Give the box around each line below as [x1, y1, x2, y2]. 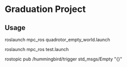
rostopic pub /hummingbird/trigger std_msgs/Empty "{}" [5, 56, 122, 62]
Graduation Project [5, 3, 86, 15]
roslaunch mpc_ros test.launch [5, 46, 69, 52]
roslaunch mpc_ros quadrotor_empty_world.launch [5, 36, 110, 42]
